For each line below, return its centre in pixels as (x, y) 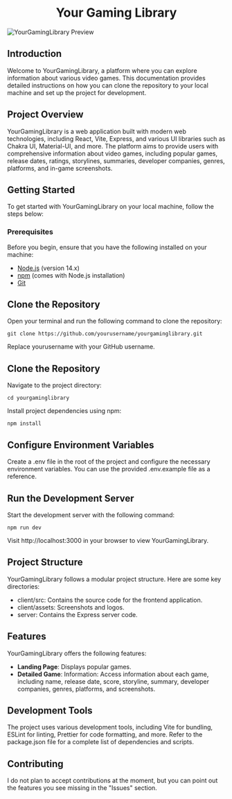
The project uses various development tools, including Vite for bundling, (110, 727)
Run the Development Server (71, 498)
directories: (24, 586)
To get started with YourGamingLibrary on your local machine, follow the (111, 207)
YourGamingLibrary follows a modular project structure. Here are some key (114, 579)
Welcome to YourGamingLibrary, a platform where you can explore (102, 70)
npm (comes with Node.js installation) (71, 275)
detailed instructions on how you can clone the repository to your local (108, 85)
